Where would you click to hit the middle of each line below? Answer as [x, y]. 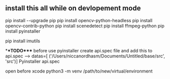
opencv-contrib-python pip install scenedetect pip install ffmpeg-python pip [85, 26]
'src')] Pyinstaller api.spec [32, 61]
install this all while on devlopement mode [73, 8]
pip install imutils [23, 41]
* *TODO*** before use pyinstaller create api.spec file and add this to [79, 50]
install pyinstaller [23, 31]
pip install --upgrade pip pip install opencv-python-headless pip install [79, 20]
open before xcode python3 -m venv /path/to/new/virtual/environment [79, 71]
